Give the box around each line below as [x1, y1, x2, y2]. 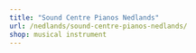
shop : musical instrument [9, 30, 107, 39]
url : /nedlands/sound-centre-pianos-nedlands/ [9, 22, 188, 31]
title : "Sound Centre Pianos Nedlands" [9, 13, 160, 22]
